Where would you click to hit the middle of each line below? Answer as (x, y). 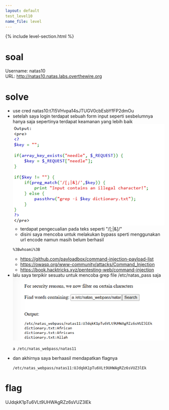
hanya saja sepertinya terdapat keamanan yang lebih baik (73, 122)
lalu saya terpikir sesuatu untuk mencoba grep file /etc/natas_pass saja (87, 275)
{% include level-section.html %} (40, 36)
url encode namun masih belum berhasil (62, 240)
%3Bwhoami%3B (26, 250)
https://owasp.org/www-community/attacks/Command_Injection (88, 265)
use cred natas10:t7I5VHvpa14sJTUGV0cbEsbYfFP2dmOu (73, 111)
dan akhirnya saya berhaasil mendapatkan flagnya (65, 358)
